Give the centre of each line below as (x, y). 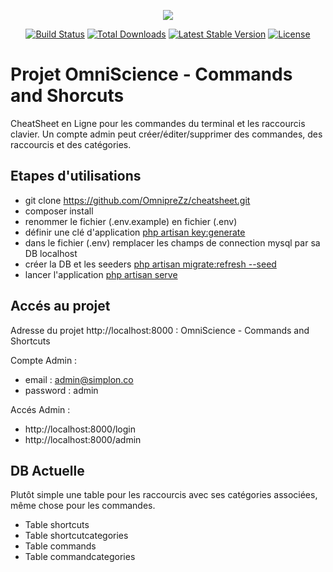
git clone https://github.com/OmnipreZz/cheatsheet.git (137, 200)
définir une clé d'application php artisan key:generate (135, 232)
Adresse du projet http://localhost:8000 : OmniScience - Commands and (160, 330)
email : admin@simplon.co (79, 379)
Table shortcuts (57, 525)
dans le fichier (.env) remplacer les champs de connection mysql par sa (172, 242)
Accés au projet (60, 306)
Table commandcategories (80, 557)
